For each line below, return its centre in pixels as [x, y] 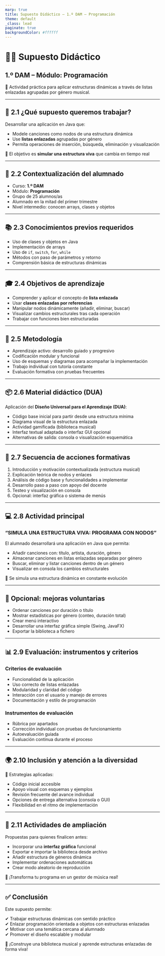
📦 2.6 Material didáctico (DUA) [54, 392]
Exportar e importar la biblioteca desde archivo [60, 851]
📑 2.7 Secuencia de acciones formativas [68, 457]
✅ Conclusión [27, 897]
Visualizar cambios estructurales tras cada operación [66, 314]
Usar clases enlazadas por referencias [52, 303]
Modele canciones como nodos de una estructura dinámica [72, 134]
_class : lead [18, 23]
